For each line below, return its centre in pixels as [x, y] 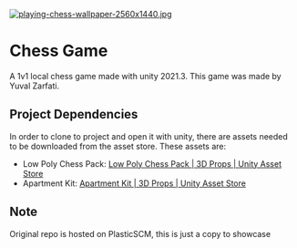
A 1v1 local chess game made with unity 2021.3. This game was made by [145, 76]
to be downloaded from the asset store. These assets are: [118, 146]
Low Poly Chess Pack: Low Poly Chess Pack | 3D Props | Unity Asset [152, 163]
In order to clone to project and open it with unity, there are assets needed [149, 136]
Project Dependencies [74, 114]
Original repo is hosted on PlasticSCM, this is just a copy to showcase [140, 233]
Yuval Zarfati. [35, 86]
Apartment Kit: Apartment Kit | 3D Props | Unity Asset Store [134, 183]
